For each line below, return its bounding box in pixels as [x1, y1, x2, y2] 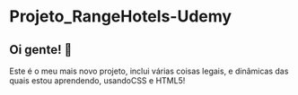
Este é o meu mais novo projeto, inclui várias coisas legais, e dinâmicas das [9, 65, 289, 76]
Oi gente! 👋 [9, 42, 73, 57]
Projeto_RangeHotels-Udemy [9, 6, 232, 27]
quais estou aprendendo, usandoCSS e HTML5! [9, 75, 186, 86]
